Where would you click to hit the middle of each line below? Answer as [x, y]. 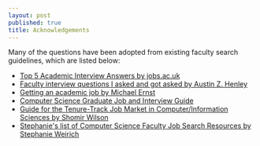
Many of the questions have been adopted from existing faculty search [123, 53]
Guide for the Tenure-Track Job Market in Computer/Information [124, 109]
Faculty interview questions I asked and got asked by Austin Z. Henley [134, 84]
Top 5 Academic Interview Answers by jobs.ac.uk [100, 76]
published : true [35, 23]
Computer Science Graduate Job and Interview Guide [107, 101]
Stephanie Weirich [49, 134]
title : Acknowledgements [49, 30]
